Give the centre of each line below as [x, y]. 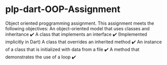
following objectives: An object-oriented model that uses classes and [77, 28]
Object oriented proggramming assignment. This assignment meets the [80, 23]
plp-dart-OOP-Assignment [63, 9]
